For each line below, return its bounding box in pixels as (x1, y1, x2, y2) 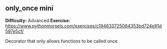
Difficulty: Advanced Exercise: (5, 17, 71, 23)
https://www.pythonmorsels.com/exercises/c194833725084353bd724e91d (5, 23, 162, 29)
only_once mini (5, 4, 54, 13)
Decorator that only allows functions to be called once (5, 38, 118, 44)
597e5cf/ (5, 28, 24, 34)
